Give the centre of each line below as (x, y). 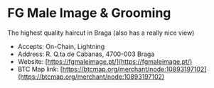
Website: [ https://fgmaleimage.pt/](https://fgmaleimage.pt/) (105, 61)
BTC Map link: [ (40, 69)
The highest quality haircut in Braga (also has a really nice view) (101, 33)
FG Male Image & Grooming (89, 13)
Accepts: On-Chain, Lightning (61, 46)
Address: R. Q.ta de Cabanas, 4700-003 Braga (86, 54)
